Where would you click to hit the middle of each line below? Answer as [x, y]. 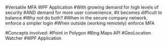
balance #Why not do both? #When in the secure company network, [76, 18]
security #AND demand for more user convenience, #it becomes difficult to [84, 12]
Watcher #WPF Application [33, 38]
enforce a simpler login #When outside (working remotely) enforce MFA [80, 23]
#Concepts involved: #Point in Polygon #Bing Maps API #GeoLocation [78, 33]
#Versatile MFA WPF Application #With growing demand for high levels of [82, 7]
